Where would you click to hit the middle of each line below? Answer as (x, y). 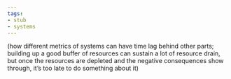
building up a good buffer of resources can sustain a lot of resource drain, (114, 53)
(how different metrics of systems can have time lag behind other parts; (111, 46)
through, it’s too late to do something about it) (73, 68)
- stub (17, 20)
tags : (15, 14)
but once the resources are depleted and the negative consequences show (115, 61)
